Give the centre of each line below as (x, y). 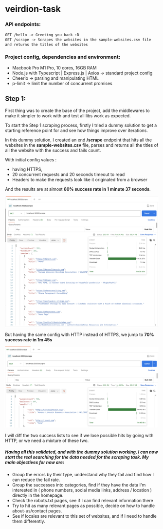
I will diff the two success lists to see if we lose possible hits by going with (79, 436)
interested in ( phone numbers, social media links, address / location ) (82, 490)
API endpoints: (23, 24)
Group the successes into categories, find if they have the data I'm (79, 485)
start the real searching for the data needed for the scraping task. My (77, 457)
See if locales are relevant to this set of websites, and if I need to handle (84, 516)
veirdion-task (33, 9)
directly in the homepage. (38, 495)
